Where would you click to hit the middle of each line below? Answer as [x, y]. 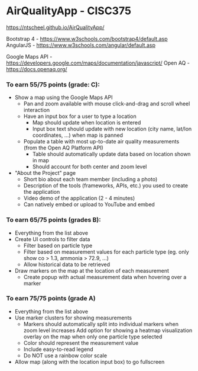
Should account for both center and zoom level [90, 167]
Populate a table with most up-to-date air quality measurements [101, 142]
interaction [37, 110]
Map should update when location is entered [87, 123]
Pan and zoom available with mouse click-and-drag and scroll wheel [107, 104]
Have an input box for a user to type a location [80, 116]
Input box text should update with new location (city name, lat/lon [112, 129]
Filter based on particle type [58, 245]
